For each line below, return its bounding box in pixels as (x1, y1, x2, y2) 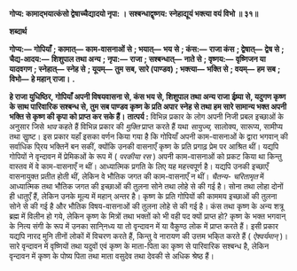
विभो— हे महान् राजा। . (9, 74, 75, 84)
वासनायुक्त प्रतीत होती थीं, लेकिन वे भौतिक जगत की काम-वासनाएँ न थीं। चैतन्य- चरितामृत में (9, 171, 264, 182)
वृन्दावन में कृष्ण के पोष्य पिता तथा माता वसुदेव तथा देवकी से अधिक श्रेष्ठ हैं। (9, 251, 215, 261)
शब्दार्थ (9, 27, 27, 36)
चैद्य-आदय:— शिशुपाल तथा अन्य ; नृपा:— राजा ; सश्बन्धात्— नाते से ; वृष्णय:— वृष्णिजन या (9, 54, 266, 64)
